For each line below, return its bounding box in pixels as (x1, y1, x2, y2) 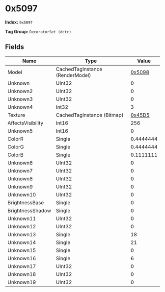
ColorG (7, 143, 24, 150)
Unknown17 (7, 263, 36, 269)
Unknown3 (7, 96, 33, 102)
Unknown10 (7, 191, 36, 198)
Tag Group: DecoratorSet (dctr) (5, 28, 72, 34)
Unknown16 (7, 255, 36, 262)
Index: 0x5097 (5, 19, 33, 25)
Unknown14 (7, 239, 36, 245)
